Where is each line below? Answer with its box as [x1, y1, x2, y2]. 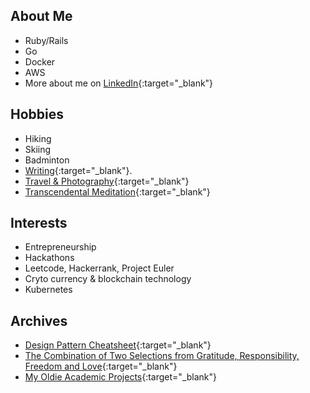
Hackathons [24, 252, 75, 264]
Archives [10, 312, 68, 329]
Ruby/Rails [24, 34, 69, 46]
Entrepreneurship [24, 241, 97, 253]
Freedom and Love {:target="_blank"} [24, 360, 178, 373]
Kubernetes [24, 284, 73, 296]
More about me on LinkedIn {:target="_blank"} [24, 77, 214, 89]
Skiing [24, 143, 52, 155]
